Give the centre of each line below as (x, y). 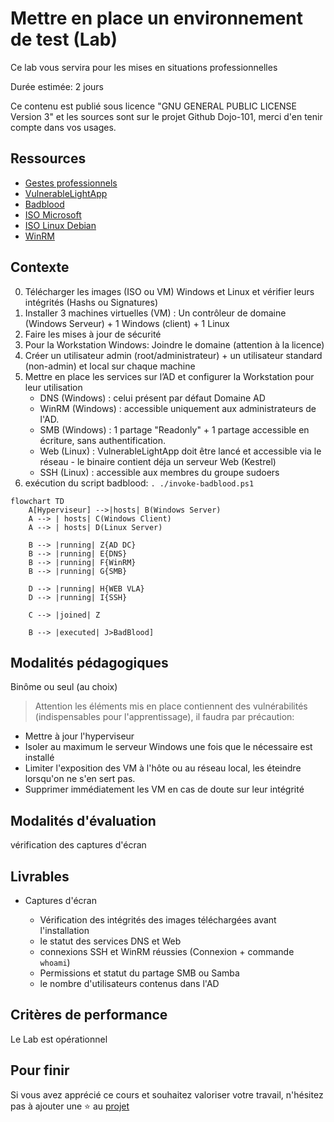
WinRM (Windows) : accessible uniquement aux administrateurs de (178, 408)
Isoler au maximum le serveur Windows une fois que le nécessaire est (168, 747)
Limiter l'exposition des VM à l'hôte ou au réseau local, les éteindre (163, 768)
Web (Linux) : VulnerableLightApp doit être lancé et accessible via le (180, 451)
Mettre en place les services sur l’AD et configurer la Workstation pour (169, 376)
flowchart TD (37, 501)
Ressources (48, 158)
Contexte (40, 267)
